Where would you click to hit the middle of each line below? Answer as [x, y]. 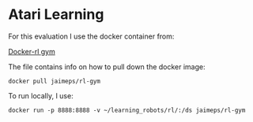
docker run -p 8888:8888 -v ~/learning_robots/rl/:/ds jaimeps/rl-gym [127, 110]
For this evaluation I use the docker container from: [91, 36]
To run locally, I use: [41, 95]
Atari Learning [56, 15]
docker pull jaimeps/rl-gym [55, 81]
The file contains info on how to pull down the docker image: [107, 67]
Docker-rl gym [32, 51]
